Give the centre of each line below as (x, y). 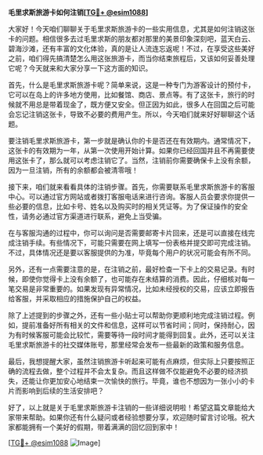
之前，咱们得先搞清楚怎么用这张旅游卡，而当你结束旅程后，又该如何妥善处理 (131, 58)
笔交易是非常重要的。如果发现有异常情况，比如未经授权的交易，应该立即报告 (131, 289)
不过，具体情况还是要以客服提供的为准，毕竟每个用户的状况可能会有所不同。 (131, 253)
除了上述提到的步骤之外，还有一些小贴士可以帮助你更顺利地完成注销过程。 (128, 315)
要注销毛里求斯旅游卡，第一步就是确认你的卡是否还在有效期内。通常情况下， (131, 141)
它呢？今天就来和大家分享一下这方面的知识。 (80, 68)
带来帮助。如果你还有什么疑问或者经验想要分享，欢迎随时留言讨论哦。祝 (131, 417)
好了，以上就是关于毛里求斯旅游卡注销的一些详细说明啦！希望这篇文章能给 (128, 408)
